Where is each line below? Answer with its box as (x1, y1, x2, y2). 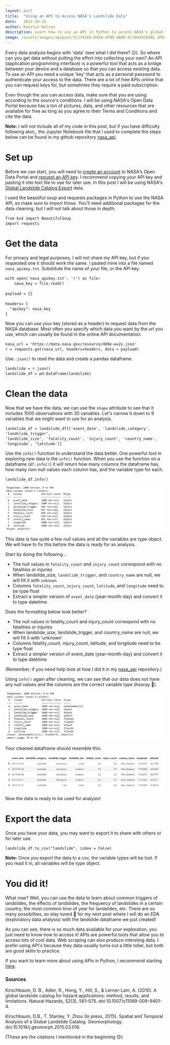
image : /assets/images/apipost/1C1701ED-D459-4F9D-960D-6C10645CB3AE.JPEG (5, 35, 166, 40)
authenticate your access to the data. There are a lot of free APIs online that (5, 77, 163, 82)
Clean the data (5, 388, 68, 400)
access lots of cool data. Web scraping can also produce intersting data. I (5, 937, 159, 943)
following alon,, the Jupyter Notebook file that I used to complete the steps (5, 129, 161, 135)
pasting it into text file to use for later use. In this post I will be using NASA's (5, 179, 163, 185)
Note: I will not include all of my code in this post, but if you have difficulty (5, 123, 160, 129)
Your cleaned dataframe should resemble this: (5, 745, 102, 751)
